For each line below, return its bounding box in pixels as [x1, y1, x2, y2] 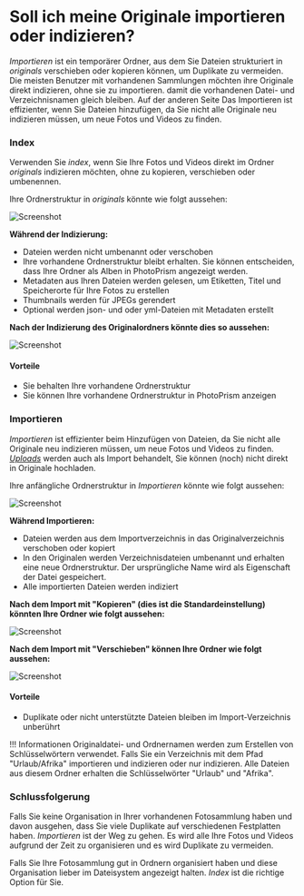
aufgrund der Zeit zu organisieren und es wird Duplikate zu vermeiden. [9, 840, 274, 851]
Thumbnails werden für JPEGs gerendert [22, 295, 176, 306]
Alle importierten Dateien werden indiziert [22, 581, 179, 592]
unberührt [22, 721, 61, 732]
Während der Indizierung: [9, 229, 109, 240]
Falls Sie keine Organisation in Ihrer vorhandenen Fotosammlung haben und [9, 811, 293, 822]
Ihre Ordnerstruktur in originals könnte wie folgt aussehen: [9, 193, 229, 205]
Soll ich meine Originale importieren [9, 6, 286, 27]
